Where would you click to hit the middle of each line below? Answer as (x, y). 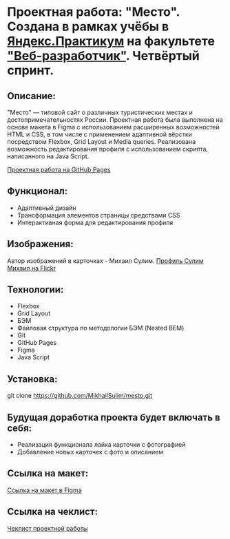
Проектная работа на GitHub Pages (59, 170)
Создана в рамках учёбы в (88, 27)
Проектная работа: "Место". (94, 12)
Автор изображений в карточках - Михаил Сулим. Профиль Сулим (105, 261)
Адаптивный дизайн (46, 208)
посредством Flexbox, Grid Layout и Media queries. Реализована (102, 141)
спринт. (30, 71)
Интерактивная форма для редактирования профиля (95, 222)
